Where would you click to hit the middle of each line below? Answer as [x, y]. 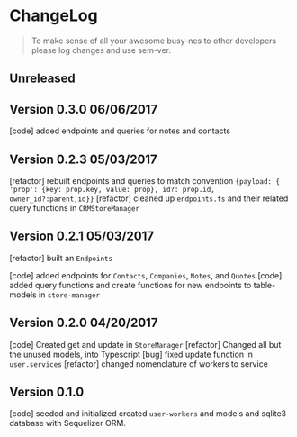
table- [265, 285]
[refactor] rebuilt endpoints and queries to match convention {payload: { [145, 180]
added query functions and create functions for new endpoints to [130, 285]
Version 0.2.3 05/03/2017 [83, 159]
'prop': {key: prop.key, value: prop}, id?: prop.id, [112, 189]
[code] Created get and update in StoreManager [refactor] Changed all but [145, 344]
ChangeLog [54, 16]
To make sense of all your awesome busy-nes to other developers [154, 41]
